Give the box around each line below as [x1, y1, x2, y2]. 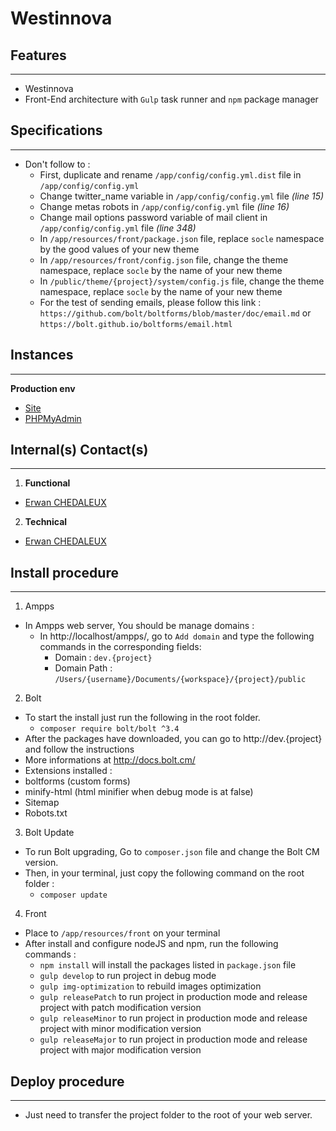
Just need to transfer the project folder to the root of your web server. [24, 1109, 313, 1121]
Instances [10, 347, 74, 364]
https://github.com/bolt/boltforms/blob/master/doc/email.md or [39, 307, 312, 319]
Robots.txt [24, 807, 68, 819]
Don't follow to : [24, 158, 91, 170]
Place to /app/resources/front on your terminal [24, 927, 221, 939]
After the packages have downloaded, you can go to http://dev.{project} [24, 733, 323, 745]
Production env [10, 382, 76, 394]
